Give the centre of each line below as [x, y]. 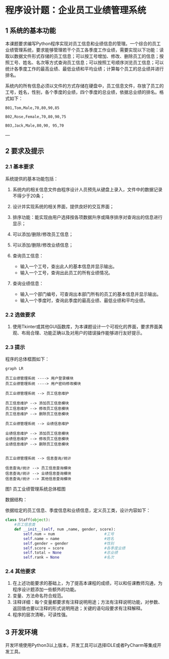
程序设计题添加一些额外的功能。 [46, 589]
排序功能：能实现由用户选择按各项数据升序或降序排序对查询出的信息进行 [87, 217]
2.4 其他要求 [21, 571]
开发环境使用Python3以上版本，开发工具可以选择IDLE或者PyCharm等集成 [81, 645]
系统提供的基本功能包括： [32, 178]
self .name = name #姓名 [69, 538]
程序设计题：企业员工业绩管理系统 [76, 10]
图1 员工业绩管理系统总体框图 [35, 489]
